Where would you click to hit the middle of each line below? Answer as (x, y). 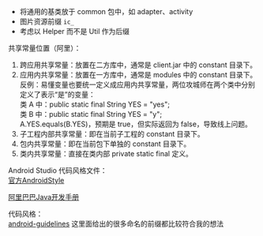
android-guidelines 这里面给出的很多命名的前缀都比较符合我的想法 (116, 224)
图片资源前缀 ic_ (47, 21)
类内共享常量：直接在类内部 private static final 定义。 (106, 154)
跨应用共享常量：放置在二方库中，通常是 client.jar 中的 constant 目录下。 (138, 65)
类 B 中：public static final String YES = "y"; (91, 114)
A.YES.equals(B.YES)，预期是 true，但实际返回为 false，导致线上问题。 (136, 124)
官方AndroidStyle (36, 180)
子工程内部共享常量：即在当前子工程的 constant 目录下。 (112, 134)
